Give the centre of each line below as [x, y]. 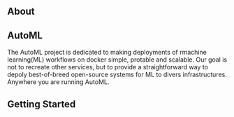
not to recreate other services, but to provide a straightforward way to [108, 67]
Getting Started [42, 104]
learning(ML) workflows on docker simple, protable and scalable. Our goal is [117, 60]
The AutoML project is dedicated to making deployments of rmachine [107, 53]
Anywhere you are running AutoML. [58, 82]
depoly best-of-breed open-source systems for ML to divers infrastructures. [117, 75]
